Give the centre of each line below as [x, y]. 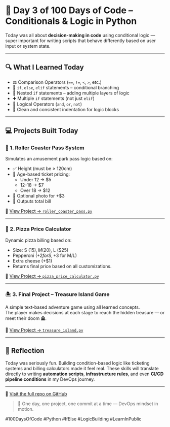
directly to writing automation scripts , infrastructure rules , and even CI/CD [84, 374]
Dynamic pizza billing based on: [38, 240]
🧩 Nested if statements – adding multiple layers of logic [71, 93]
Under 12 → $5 [36, 180]
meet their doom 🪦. [26, 318]
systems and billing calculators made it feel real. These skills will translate [82, 368]
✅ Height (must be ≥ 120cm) [42, 169]
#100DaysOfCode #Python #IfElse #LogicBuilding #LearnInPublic [73, 419]
